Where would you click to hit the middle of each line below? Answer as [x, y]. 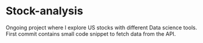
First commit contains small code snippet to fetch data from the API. [91, 33]
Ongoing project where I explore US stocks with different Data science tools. [101, 27]
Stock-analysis [44, 11]
